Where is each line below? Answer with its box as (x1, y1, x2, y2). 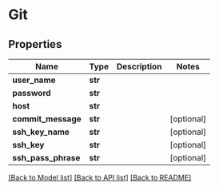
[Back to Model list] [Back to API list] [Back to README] (8, 173, 192, 182)
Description (116, 61, 162, 72)
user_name (12, 74, 56, 85)
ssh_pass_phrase (12, 152, 81, 163)
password (12, 88, 51, 98)
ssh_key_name (12, 126, 70, 137)
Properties (8, 38, 62, 51)
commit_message (12, 113, 82, 125)
